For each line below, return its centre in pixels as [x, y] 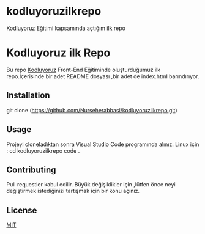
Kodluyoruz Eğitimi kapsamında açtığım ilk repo [66, 28]
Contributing [31, 170]
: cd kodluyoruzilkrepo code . [43, 150]
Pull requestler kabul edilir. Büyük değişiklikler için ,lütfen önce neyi [91, 185]
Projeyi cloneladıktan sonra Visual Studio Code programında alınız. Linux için [103, 144]
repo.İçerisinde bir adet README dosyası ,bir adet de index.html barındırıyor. [103, 76]
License [22, 210]
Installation [28, 96]
